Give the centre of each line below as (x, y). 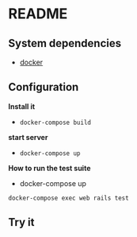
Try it (21, 222)
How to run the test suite (49, 168)
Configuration (44, 87)
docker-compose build (55, 122)
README (38, 14)
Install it (22, 106)
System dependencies (65, 43)
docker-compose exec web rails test (68, 198)
